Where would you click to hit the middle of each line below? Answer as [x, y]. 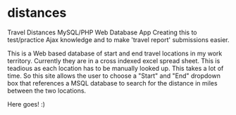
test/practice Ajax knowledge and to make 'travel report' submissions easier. [119, 39]
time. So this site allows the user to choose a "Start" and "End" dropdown [114, 76]
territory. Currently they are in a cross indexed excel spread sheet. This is [114, 60]
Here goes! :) [26, 104]
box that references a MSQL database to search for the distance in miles [112, 83]
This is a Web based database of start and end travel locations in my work [115, 53]
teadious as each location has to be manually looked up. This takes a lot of [116, 68]
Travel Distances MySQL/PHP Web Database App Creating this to [102, 32]
